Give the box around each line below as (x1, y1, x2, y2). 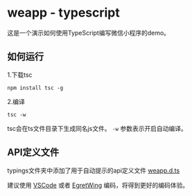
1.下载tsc (7, 71, 33, 79)
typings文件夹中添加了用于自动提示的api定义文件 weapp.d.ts (7, 166, 180, 175)
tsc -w (7, 111, 26, 118)
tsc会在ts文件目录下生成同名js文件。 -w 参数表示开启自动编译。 (7, 124, 187, 132)
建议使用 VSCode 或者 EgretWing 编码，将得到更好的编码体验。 (7, 181, 189, 189)
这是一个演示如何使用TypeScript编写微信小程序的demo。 (7, 28, 171, 37)
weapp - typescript (7, 5, 120, 21)
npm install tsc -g (7, 84, 64, 91)
